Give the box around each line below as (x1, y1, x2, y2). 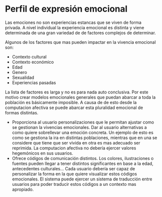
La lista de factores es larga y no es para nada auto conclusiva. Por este (5, 89, 148, 95)
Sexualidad (12, 74, 35, 80)
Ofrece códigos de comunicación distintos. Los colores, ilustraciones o (12, 155, 154, 161)
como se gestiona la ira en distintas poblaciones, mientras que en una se (12, 135, 158, 141)
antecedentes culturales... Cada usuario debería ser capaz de (12, 165, 135, 171)
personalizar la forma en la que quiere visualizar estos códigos (12, 171, 137, 177)
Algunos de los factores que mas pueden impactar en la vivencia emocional (5, 39, 156, 45)
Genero (12, 69, 28, 75)
